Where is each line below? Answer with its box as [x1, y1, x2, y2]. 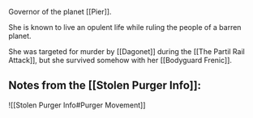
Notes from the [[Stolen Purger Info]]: [8, 78, 201, 92]
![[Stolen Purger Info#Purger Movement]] [8, 100, 146, 110]
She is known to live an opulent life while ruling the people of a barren [8, 23, 242, 32]
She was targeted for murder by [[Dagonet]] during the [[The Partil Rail [8, 47, 245, 56]
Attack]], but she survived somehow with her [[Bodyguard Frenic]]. [8, 56, 233, 65]
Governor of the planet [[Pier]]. [8, 7, 112, 16]
